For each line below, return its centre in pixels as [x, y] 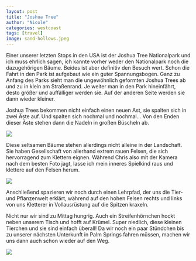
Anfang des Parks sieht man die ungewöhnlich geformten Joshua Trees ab [96, 80]
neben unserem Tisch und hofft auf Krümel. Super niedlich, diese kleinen [94, 222]
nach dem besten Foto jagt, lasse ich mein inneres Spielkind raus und [90, 164]
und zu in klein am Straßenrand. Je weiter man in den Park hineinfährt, [91, 86]
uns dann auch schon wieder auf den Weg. [58, 241]
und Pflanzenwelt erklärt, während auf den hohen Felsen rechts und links [94, 198]
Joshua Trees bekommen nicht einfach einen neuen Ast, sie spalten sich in [96, 110]
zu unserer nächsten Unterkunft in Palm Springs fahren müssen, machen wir [98, 234]
